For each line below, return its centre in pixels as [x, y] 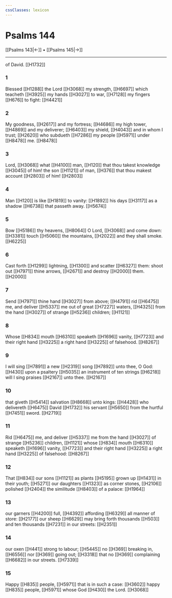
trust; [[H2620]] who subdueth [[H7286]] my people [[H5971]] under [78, 135]
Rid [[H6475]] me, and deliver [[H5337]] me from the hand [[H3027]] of [81, 437]
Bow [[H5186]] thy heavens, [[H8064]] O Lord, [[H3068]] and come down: [84, 230]
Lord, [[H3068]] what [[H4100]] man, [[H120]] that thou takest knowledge [83, 165]
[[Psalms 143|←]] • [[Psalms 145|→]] [44, 50]
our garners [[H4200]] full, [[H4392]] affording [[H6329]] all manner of [80, 513]
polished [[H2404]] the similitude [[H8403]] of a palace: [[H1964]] [75, 489]
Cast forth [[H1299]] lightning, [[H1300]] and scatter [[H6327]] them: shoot [84, 266]
